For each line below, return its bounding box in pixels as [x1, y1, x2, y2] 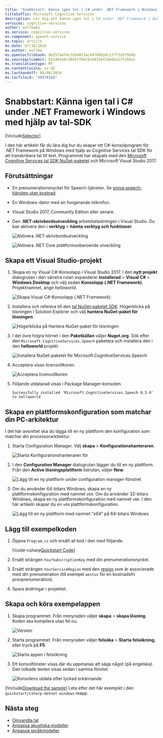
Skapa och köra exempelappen [5, 600, 100, 609]
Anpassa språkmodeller [12, 727, 60, 733]
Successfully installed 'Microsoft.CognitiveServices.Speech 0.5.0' [12, 390, 154, 395]
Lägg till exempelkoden [5, 525, 77, 533]
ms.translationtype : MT [5, 61, 53, 66]
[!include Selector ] [5, 132, 41, 139]
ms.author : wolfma [5, 48, 42, 53]
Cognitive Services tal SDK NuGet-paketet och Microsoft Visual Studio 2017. [5, 158, 157, 164]
